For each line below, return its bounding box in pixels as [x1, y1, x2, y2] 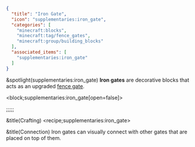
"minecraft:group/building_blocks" [16, 38, 104, 44]
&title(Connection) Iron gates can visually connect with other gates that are [6, 128, 188, 135]
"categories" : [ [11, 22, 51, 28]
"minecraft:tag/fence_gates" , [16, 33, 91, 39]
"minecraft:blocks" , [16, 27, 67, 34]
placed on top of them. [6, 134, 62, 141]
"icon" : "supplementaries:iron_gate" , [11, 16, 107, 22]
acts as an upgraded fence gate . [6, 82, 85, 89]
